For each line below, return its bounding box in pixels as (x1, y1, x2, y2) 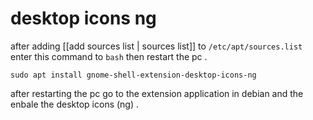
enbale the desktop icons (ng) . (10, 98, 140, 110)
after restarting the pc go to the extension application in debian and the (10, 87, 304, 99)
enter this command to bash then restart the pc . (10, 50, 208, 62)
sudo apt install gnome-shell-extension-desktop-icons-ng (10, 70, 257, 80)
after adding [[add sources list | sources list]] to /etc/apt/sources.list (10, 40, 303, 52)
